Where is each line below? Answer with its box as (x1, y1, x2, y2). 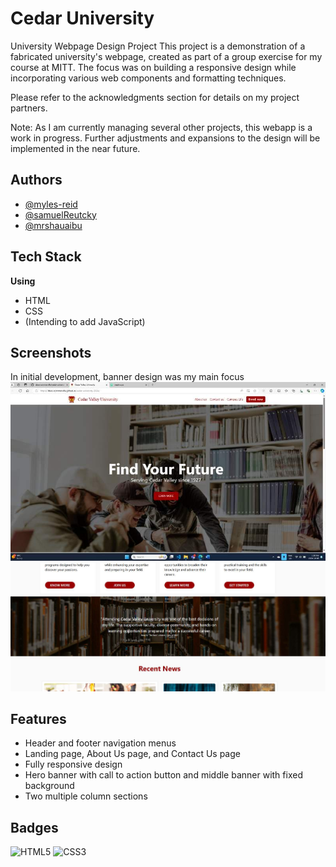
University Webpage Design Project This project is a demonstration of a (10, 40, 306, 52)
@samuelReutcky (24, 208, 97, 221)
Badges (10, 819, 59, 836)
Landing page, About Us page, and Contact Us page (24, 748, 241, 760)
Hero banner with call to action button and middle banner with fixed (24, 769, 303, 781)
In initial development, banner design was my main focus (10, 371, 245, 383)
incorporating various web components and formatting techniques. (10, 72, 287, 84)
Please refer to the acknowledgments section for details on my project (10, 91, 300, 103)
